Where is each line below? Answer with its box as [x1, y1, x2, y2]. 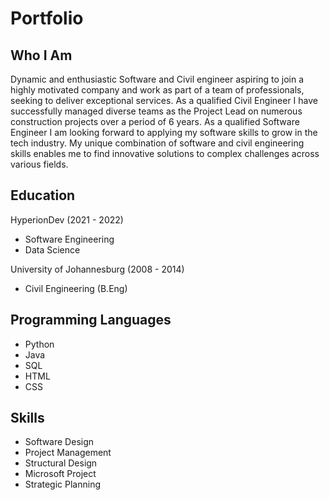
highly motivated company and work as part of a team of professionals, [10, 84, 305, 96]
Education [10, 187, 76, 204]
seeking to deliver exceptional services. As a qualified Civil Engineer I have [10, 95, 318, 106]
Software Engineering [24, 233, 115, 245]
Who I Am [10, 47, 73, 64]
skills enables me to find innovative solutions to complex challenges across [10, 148, 320, 159]
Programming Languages [10, 312, 172, 329]
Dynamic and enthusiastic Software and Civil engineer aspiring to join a [10, 73, 305, 85]
